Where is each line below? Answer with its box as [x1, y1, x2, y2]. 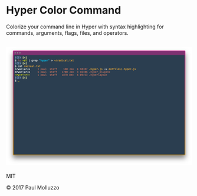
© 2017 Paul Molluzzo [6, 184, 60, 191]
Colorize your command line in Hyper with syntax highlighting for [6, 23, 164, 30]
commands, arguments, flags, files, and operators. [6, 29, 129, 36]
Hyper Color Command [6, 4, 122, 17]
